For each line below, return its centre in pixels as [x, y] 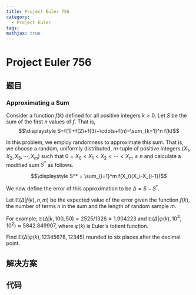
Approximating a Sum [38, 102]
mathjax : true [24, 33]
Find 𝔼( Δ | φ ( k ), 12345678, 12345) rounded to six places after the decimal [93, 237]
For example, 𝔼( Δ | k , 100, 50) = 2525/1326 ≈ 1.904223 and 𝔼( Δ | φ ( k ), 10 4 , [94, 218]
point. [13, 243]
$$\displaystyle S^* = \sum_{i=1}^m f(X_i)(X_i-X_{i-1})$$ [99, 176]
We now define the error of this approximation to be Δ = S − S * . [83, 188]
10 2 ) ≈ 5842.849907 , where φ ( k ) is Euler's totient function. [77, 225]
